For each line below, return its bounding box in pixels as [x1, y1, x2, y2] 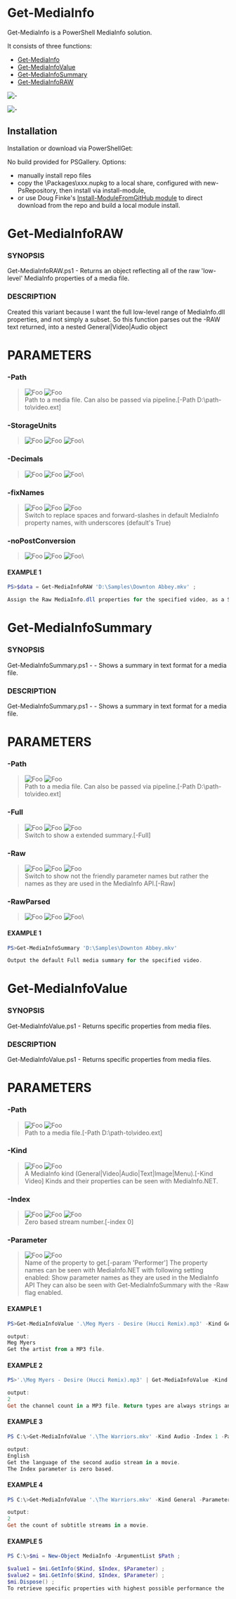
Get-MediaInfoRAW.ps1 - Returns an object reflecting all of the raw [7, 267, 200, 275]
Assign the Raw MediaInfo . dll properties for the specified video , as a [7, 596, 225, 603]
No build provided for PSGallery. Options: [7, 157, 126, 166]
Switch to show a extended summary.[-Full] [24, 831, 151, 839]
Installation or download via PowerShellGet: [7, 144, 133, 152]
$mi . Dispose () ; [7, 1578, 55, 1585]
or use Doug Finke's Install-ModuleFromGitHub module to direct [17, 193, 203, 202]
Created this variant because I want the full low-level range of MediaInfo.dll [7, 308, 225, 316]
